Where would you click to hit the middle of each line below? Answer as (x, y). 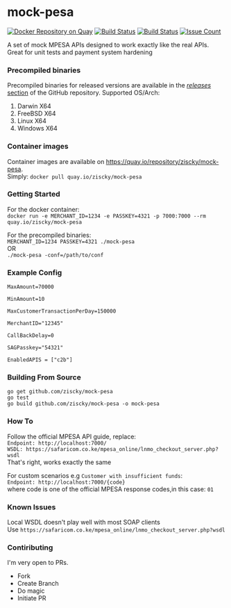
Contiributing (30, 548)
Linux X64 (32, 121)
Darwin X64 (34, 106)
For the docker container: (43, 209)
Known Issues (32, 507)
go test (18, 398)
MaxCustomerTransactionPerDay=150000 (62, 311)
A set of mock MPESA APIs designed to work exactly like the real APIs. (108, 44)
